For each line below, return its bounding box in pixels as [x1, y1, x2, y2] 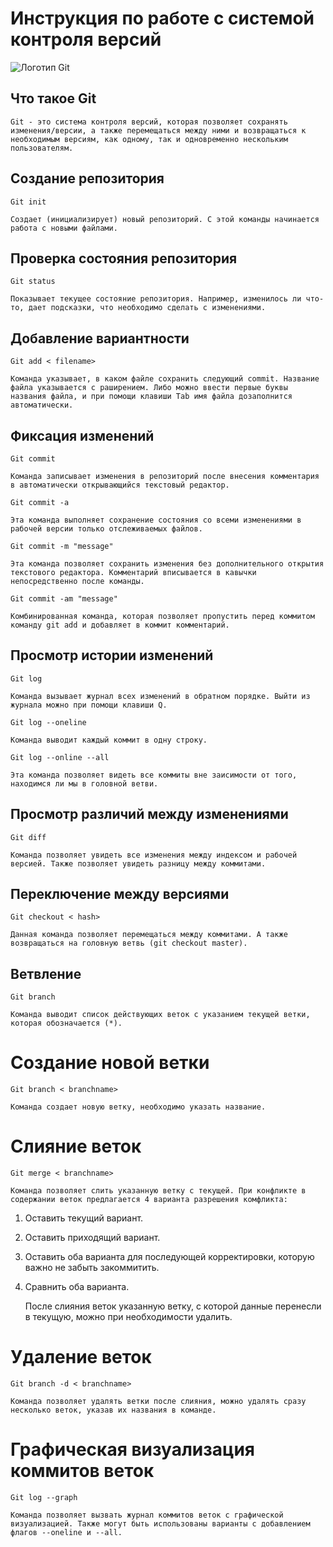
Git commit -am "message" [10, 594, 118, 604]
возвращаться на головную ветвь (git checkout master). [10, 938, 248, 949]
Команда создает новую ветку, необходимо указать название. [10, 1102, 267, 1112]
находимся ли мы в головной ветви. [10, 778, 159, 789]
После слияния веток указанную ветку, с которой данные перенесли [24, 1300, 322, 1312]
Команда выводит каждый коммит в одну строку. [10, 735, 208, 745]
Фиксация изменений [10, 427, 155, 444]
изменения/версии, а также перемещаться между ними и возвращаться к [10, 125, 307, 136]
